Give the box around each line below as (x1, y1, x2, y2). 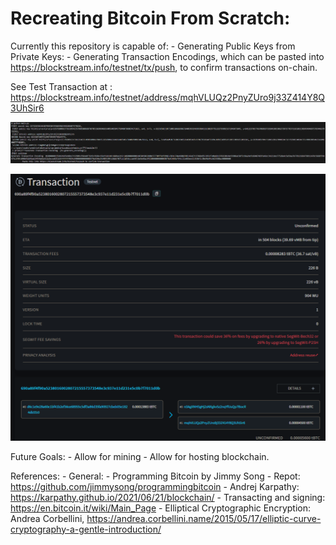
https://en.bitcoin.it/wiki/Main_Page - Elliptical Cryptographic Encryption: (10, 502, 311, 514)
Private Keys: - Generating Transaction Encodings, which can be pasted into (10, 50, 325, 62)
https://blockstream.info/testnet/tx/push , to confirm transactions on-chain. (10, 61, 318, 73)
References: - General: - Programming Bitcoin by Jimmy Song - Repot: (10, 470, 301, 482)
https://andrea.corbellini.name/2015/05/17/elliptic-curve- (86, 512, 322, 524)
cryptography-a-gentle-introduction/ (10, 523, 162, 535)
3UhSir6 (10, 102, 45, 114)
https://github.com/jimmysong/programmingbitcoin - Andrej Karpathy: (10, 480, 300, 492)
